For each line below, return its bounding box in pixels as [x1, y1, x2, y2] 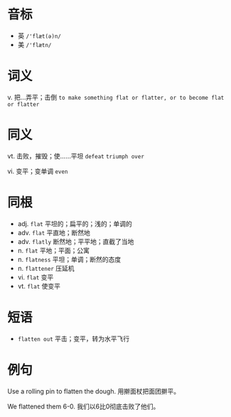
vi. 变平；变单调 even [7, 167, 68, 175]
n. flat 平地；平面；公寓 [17, 246, 90, 254]
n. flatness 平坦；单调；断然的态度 [17, 254, 122, 264]
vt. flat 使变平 [17, 282, 60, 290]
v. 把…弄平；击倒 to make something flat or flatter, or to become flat [7, 93, 225, 101]
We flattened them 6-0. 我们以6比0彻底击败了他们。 [7, 402, 160, 411]
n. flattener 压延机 [17, 264, 75, 272]
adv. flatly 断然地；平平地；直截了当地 [17, 237, 134, 246]
